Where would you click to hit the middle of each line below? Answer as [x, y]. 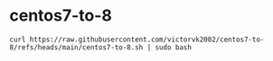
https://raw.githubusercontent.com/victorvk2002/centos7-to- [147, 39]
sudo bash [174, 47]
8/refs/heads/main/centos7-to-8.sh [76, 47]
